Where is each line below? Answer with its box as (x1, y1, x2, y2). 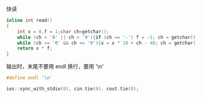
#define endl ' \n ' (6, 75, 53, 81)
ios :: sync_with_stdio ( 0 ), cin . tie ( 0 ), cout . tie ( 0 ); (6, 86, 139, 92)
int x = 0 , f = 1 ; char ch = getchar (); (17, 28, 110, 34)
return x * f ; (17, 45, 53, 51)
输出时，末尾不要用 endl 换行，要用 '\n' (6, 63, 104, 70)
